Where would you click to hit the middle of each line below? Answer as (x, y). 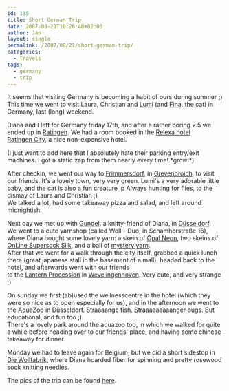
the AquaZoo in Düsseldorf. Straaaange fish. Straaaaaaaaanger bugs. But (111, 310)
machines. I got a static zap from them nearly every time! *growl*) (101, 160)
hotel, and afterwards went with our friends (68, 267)
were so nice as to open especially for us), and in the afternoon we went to (113, 303)
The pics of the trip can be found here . (62, 381)
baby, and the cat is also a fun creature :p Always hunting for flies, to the (110, 188)
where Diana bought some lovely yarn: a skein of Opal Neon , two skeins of (113, 238)
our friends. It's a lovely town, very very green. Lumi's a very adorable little (113, 181)
